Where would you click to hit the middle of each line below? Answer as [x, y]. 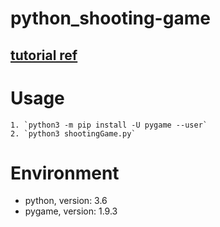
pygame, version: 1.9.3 [71, 211]
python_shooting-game [110, 18]
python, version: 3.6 [66, 201]
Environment [65, 173]
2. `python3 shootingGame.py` [73, 133]
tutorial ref [44, 55]
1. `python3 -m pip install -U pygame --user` [109, 125]
